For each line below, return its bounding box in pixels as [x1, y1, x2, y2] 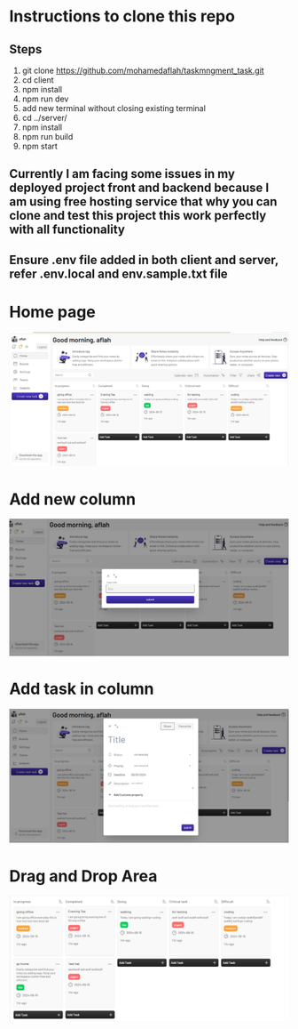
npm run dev [21, 93, 69, 104]
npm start [21, 141, 58, 151]
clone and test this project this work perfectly [9, 208, 267, 223]
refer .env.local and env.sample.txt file [9, 266, 228, 281]
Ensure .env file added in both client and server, [9, 252, 279, 268]
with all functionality [9, 222, 126, 237]
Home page [9, 301, 96, 322]
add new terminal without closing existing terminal [21, 103, 207, 113]
